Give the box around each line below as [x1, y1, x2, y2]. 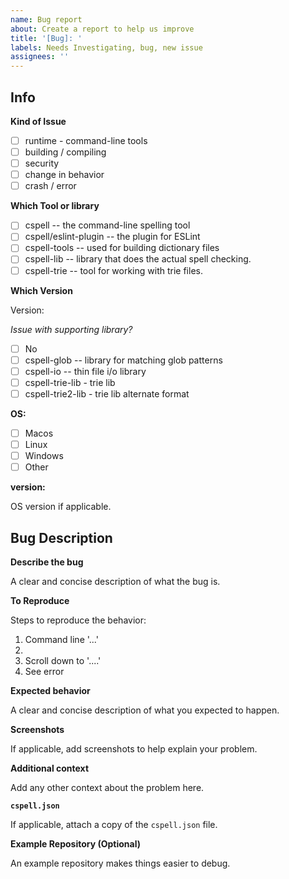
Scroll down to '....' [24, 654, 102, 666]
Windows [24, 450, 64, 461]
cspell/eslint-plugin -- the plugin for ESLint [24, 231, 201, 243]
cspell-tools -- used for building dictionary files [24, 242, 220, 254]
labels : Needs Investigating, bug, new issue [10, 42, 203, 53]
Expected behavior [10, 684, 91, 696]
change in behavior [24, 169, 105, 181]
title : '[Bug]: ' [10, 33, 83, 43]
